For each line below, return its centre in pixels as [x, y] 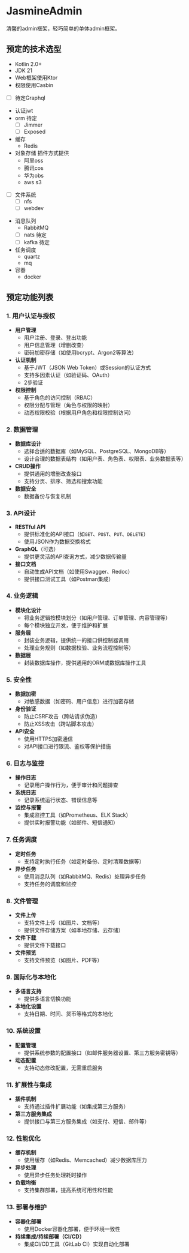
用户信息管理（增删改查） [55, 345]
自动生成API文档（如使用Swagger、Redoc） [78, 571]
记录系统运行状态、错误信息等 [60, 800]
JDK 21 [24, 70]
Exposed [35, 131]
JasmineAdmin [44, 11]
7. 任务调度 [22, 840]
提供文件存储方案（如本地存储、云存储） [74, 930]
